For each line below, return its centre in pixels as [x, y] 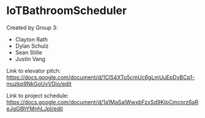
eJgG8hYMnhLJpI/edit [35, 108]
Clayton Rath [31, 39]
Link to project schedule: [38, 95]
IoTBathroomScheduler [67, 11]
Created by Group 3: [32, 28]
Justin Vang [30, 59]
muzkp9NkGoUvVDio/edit [39, 84]
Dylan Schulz [32, 46]
